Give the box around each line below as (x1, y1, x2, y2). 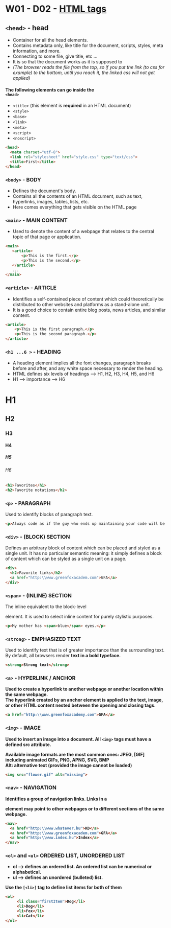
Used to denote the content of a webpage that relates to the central (12, 228, 154, 235)
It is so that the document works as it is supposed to (12, 59, 123, 64)
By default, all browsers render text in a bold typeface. (5, 653, 121, 659)
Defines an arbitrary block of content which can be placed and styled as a (5, 545, 161, 551)
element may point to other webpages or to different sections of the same (5, 805, 164, 811)
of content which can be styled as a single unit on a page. (5, 555, 127, 562)
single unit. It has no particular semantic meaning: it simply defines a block (5, 550, 162, 556)
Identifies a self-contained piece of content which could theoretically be (12, 296, 164, 302)
